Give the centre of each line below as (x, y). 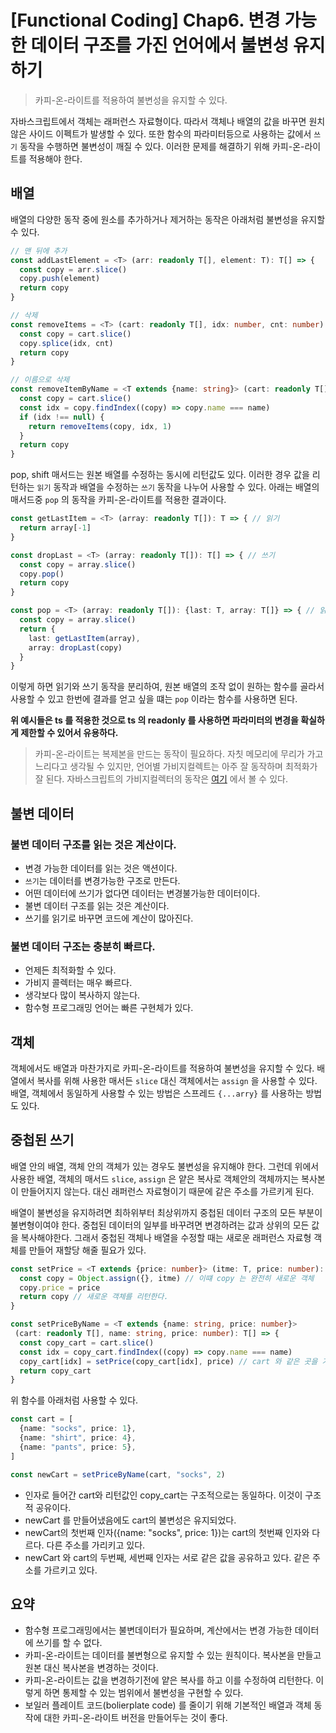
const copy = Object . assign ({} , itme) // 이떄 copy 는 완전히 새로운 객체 (167, 1278)
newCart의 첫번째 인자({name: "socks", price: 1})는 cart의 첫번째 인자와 (167, 1532)
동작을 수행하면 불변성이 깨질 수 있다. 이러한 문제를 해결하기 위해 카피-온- (162, 146)
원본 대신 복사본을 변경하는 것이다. (91, 1668)
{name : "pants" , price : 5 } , (78, 1447)
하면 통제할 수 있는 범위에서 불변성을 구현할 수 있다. (143, 1693)
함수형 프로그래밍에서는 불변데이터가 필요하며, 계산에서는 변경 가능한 (158, 1630)
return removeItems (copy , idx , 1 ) (100, 426)
